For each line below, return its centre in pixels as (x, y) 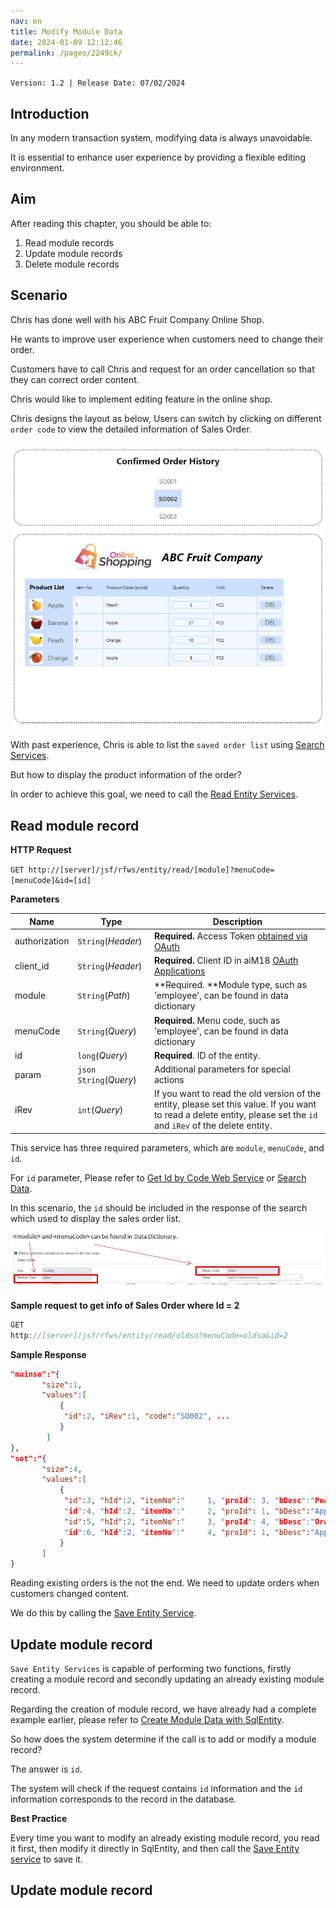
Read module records (69, 242)
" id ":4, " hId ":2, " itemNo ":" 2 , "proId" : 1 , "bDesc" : (187, 1511)
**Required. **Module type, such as (230, 985)
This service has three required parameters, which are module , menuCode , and (167, 1147)
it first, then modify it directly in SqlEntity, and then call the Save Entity (155, 1849)
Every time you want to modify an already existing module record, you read (165, 1838)
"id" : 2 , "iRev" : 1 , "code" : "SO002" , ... (146, 1416)
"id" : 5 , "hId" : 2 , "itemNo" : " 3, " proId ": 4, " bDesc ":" (189, 1521)
